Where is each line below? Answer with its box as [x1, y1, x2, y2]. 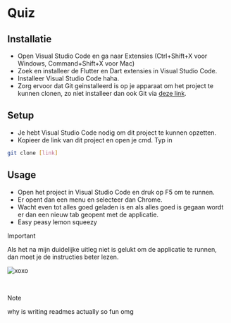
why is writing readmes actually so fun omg [7, 307, 134, 315]
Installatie [7, 33, 52, 45]
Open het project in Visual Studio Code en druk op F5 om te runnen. [17, 188, 215, 196]
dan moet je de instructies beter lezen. [7, 252, 119, 261]
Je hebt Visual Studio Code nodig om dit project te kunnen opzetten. [17, 128, 217, 137]
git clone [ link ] [7, 150, 58, 157]
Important [7, 231, 36, 240]
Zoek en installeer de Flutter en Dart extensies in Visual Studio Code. [17, 67, 218, 75]
